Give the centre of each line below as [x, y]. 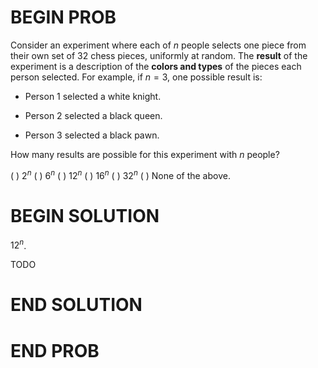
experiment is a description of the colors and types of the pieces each [156, 66]
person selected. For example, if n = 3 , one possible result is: [136, 77]
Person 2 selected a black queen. [93, 115]
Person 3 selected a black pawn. [92, 135]
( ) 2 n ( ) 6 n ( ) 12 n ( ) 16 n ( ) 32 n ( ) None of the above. [120, 174]
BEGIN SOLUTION [85, 215]
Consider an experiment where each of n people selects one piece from [158, 45]
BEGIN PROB [63, 17]
